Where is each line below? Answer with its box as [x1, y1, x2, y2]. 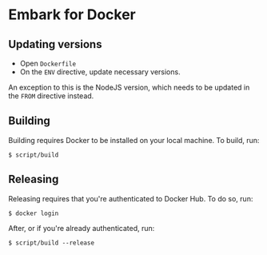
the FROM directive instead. [8, 91, 94, 101]
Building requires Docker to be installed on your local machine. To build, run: [8, 135, 260, 145]
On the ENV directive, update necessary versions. [19, 67, 181, 77]
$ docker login [8, 209, 59, 217]
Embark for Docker [8, 6, 136, 24]
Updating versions [8, 38, 102, 51]
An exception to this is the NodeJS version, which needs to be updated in [8, 82, 250, 92]
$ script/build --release [8, 238, 94, 247]
